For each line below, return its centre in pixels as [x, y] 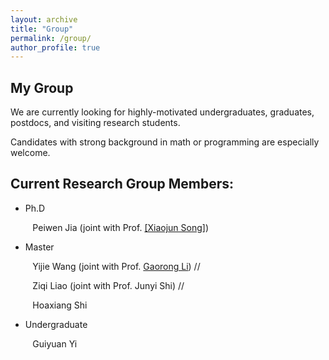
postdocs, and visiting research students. [95, 123]
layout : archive [44, 19]
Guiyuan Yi [55, 343]
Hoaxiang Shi [60, 305]
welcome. [30, 153]
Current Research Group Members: [122, 184]
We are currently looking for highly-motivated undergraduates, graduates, [162, 112]
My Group [42, 87]
